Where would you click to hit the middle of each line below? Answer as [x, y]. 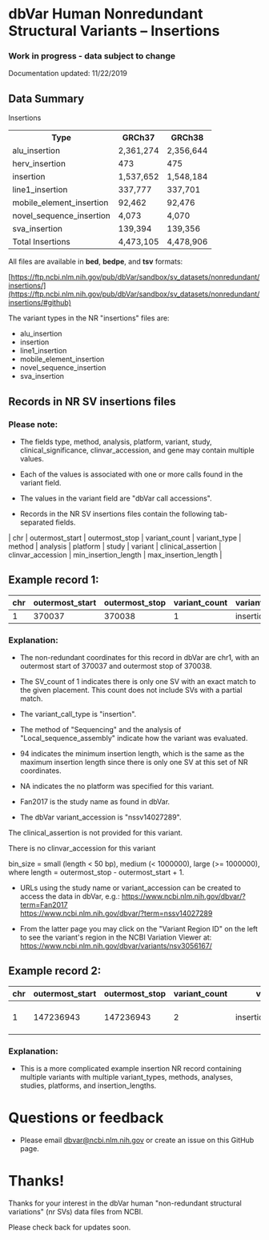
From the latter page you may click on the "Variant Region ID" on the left [139, 929]
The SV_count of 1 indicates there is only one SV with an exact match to [138, 682]
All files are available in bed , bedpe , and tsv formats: [96, 262]
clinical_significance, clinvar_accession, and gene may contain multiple [137, 450]
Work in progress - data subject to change [92, 56]
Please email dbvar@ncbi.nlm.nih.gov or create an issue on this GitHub [137, 1140]
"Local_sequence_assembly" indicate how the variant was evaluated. [134, 739]
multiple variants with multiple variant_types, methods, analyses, [126, 1077]
